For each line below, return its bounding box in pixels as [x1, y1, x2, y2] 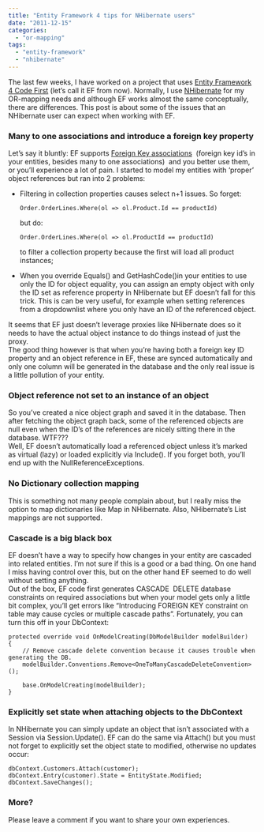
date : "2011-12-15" [8, 19, 73, 27]
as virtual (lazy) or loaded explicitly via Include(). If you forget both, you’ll [8, 450, 246, 459]
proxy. [8, 337, 29, 346]
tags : [8, 41, 26, 49]
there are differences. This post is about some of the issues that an [8, 102, 226, 111]
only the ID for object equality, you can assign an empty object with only [19, 280, 255, 289]
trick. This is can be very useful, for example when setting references [19, 296, 246, 306]
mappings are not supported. [8, 513, 102, 522]
